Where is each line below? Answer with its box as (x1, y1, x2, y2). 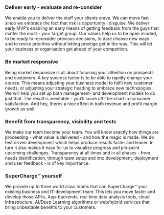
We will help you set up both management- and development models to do (5, 90, 156, 96)
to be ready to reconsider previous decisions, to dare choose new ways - (5, 36, 153, 42)
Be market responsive (5, 58, 59, 65)
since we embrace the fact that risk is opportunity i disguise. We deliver (5, 20, 150, 26)
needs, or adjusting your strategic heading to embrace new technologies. (5, 85, 153, 91)
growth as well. (5, 106, 36, 111)
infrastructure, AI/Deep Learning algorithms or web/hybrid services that (5, 199, 150, 205)
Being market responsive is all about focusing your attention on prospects (5, 69, 154, 75)
